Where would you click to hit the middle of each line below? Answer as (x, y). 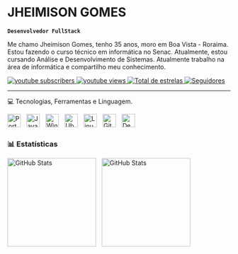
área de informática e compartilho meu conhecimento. (87, 67)
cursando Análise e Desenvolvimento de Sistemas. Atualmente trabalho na (116, 59)
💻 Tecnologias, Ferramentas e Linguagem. (70, 101)
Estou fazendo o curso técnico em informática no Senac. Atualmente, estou (118, 52)
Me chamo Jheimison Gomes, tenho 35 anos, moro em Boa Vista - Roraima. (118, 44)
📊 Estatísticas (33, 144)
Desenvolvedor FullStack (44, 31)
